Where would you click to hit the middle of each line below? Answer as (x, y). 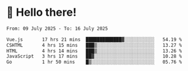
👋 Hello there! (41, 12)
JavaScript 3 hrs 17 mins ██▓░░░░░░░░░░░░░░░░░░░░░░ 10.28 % (94, 56)
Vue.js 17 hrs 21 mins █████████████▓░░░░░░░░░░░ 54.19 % (94, 39)
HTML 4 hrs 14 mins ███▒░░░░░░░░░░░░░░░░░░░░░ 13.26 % (94, 51)
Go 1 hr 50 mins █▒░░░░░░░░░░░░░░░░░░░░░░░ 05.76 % (94, 62)
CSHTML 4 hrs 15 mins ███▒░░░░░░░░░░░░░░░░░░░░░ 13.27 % (94, 45)
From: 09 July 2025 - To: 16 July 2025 (57, 29)
